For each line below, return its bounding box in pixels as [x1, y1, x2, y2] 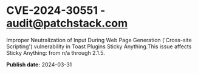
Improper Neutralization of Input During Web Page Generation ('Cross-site [6, 36, 193, 43]
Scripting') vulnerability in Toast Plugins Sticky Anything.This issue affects [6, 43, 192, 50]
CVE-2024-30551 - [6, 4, 106, 17]
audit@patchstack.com [6, 16, 128, 30]
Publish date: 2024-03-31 [6, 61, 72, 68]
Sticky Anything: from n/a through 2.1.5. [6, 49, 105, 56]
